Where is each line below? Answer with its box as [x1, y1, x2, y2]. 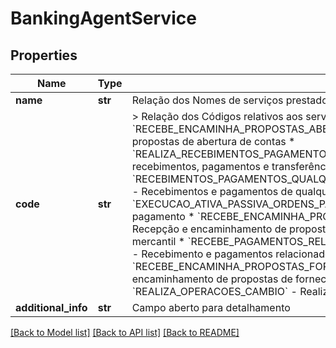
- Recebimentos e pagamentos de [131, 185, 293, 198]
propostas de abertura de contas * [131, 135, 296, 148]
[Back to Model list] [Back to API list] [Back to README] [10, 327, 240, 338]
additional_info [15, 301, 88, 314]
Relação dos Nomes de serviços [131, 93, 284, 107]
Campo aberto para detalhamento [131, 301, 291, 314]
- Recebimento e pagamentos [131, 247, 273, 261]
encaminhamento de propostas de [131, 272, 293, 286]
